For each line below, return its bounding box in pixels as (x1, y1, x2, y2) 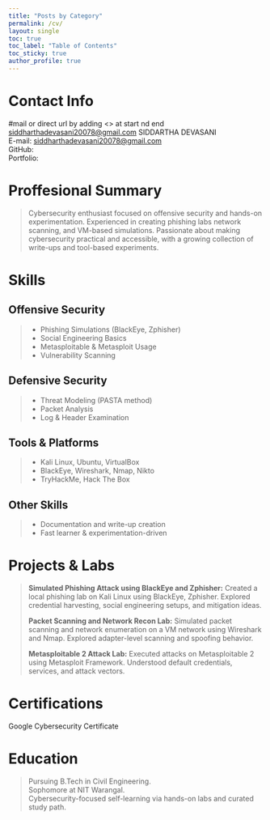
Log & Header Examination (40, 412, 129, 422)
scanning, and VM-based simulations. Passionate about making (27, 225, 241, 235)
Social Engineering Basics (40, 333, 127, 342)
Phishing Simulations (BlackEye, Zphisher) (40, 325, 181, 334)
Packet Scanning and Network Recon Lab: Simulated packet (27, 616, 233, 626)
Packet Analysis (40, 404, 94, 414)
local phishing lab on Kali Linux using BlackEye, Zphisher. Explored (27, 592, 251, 601)
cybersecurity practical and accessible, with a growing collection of (27, 234, 255, 244)
